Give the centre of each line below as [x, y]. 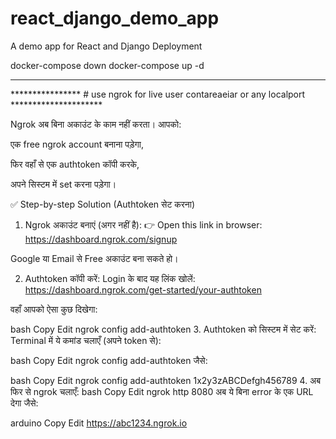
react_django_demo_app [115, 18]
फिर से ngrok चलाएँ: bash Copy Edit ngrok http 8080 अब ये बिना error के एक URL [162, 391]
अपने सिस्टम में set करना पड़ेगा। [63, 184]
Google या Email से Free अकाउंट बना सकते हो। [94, 258]
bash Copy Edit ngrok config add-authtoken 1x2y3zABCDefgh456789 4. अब [166, 380]
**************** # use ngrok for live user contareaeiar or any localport [158, 94]
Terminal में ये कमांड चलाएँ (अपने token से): [86, 340]
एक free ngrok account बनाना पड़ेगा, [77, 144]
